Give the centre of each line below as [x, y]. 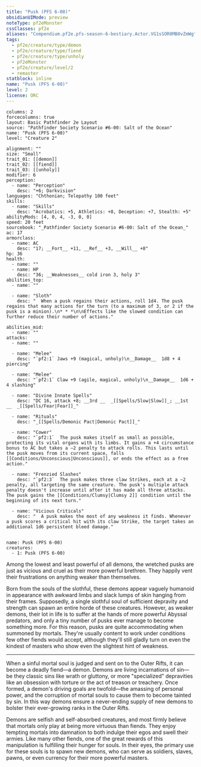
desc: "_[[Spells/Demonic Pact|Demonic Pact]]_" [79, 422]
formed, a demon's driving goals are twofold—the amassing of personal [95, 688]
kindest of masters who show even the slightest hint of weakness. [88, 646]
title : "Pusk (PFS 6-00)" [38, 12]
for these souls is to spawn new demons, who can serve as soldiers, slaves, [100, 751]
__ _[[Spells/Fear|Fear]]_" [42, 406]
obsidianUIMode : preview [37, 17]
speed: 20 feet [25, 222]
